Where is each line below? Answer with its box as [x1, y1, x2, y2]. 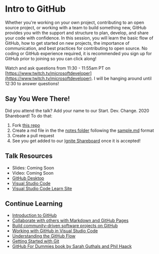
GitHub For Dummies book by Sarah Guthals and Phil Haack [12, 243, 132, 249]
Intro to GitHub [5, 3, 66, 15]
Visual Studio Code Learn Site [12, 185, 72, 191]
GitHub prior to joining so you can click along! [5, 55, 97, 61]
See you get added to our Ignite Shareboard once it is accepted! [12, 138, 141, 144]
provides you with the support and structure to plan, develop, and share [5, 30, 149, 36]
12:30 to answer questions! [5, 80, 59, 86]
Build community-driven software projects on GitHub [12, 223, 118, 229]
